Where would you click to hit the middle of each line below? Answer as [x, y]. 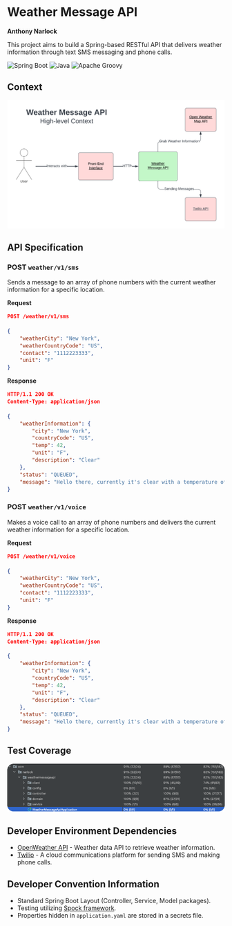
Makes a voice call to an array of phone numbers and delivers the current [112, 522]
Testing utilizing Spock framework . [66, 908]
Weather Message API [72, 12]
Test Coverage [39, 751]
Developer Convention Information [84, 884]
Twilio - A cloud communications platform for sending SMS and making [118, 855]
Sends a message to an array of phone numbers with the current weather [112, 282]
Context [25, 87]
